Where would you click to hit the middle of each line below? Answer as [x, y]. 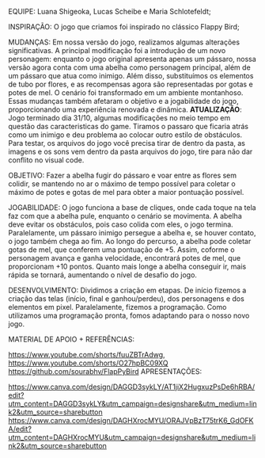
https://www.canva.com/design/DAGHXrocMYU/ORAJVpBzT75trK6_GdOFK [131, 420]
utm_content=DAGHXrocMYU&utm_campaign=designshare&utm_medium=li [132, 437]
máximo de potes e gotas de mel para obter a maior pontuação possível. [126, 192]
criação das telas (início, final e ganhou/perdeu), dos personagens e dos [127, 299]
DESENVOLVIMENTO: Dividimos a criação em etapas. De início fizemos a [127, 290]
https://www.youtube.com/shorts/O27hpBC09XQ [88, 363]
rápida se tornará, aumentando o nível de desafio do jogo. [103, 275]
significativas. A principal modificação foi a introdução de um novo [117, 50]
